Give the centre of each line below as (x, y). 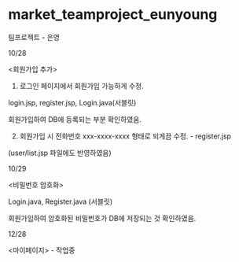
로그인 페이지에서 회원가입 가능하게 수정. (81, 86)
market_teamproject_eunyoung (113, 15)
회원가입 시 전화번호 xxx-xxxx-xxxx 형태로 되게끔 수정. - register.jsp (125, 136)
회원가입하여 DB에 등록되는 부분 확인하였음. (75, 119)
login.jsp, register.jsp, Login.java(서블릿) (72, 102)
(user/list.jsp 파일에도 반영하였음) (60, 153)
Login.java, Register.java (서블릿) (61, 201)
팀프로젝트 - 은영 (34, 37)
